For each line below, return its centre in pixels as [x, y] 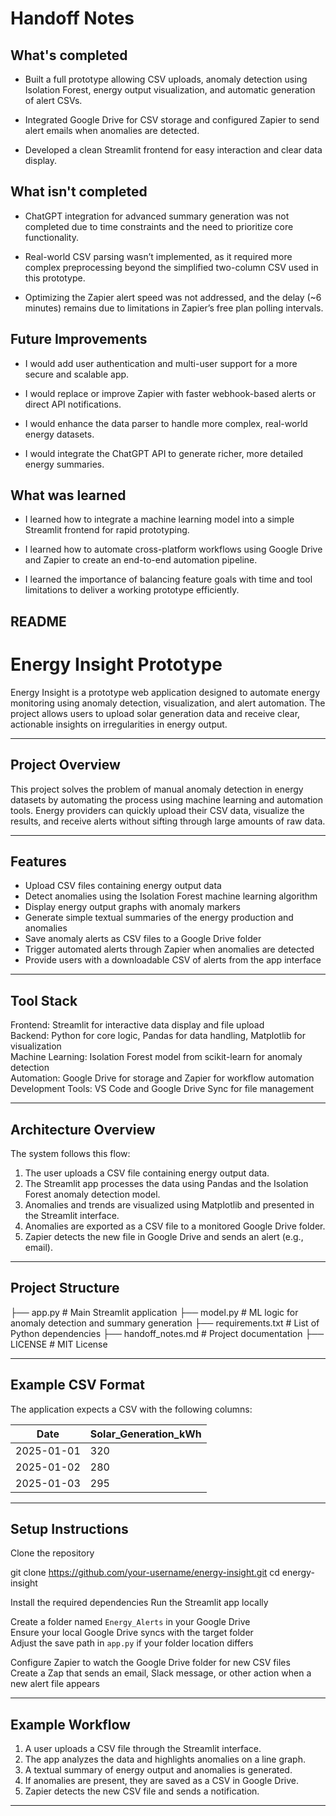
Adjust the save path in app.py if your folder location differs [132, 1643]
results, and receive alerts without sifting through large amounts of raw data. [168, 821]
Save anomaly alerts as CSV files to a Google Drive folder [143, 939]
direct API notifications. [73, 404]
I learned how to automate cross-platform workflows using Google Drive [173, 549]
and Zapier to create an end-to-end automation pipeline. [141, 560]
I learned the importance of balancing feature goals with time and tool [168, 579]
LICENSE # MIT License [59, 1344]
